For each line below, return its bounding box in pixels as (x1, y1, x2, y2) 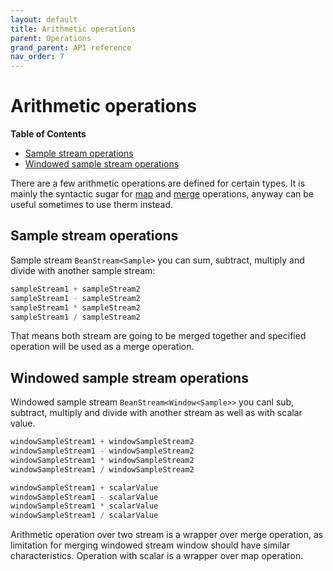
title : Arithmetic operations (10, 24, 137, 34)
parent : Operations (10, 33, 92, 43)
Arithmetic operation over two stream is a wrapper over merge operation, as (10, 529, 324, 541)
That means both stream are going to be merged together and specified (10, 330, 307, 342)
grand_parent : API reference (10, 42, 132, 53)
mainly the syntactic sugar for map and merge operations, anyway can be (10, 188, 315, 200)
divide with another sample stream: (10, 264, 156, 276)
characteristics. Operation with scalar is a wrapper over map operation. (10, 550, 304, 562)
